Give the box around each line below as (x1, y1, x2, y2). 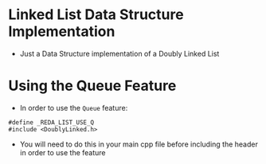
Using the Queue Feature (8, 77, 177, 95)
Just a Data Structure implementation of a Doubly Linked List (19, 49, 220, 58)
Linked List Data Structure (8, 6, 185, 24)
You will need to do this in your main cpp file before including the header (19, 139, 259, 149)
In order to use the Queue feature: (19, 103, 128, 112)
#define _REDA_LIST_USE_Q (8, 118, 94, 127)
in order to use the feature (19, 147, 106, 157)
